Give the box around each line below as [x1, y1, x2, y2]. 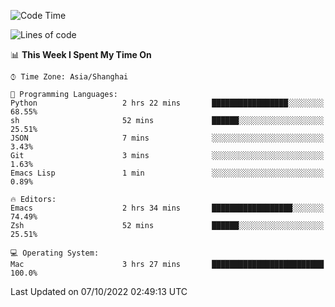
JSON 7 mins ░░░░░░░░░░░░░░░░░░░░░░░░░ [10, 133, 325, 143]
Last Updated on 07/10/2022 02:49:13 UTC [10, 286, 188, 297]
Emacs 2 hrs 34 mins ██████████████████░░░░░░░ [10, 203, 325, 213]
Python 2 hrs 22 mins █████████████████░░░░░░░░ [10, 98, 325, 108]
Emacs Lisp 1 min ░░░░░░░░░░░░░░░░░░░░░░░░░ [10, 168, 325, 178]
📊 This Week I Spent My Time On [10, 49, 152, 60]
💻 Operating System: [10, 248, 100, 258]
